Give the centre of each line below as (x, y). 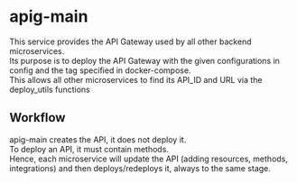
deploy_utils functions (50, 89)
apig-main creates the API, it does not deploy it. (98, 139)
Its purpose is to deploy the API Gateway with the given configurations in (144, 60)
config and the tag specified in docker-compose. (100, 70)
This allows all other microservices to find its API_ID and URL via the (136, 79)
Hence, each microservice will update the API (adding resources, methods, (149, 159)
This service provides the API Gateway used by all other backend (130, 41)
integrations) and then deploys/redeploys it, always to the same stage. (140, 168)
